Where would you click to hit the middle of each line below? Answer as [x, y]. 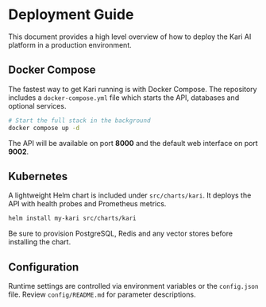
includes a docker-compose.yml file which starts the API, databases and [124, 98]
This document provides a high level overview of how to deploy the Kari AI [130, 36]
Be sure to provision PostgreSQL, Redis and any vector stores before [120, 234]
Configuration [44, 267]
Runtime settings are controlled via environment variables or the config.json [133, 286]
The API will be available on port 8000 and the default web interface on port [133, 143]
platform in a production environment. [70, 44]
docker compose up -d [44, 128]
